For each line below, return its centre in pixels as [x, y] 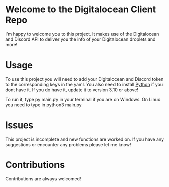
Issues [19, 125]
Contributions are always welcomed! [43, 179]
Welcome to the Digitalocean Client [81, 9]
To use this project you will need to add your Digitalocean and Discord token [84, 79]
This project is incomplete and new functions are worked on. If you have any [84, 139]
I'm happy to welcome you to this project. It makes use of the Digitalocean [82, 34]
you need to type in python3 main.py [43, 105]
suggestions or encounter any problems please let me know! [68, 144]
